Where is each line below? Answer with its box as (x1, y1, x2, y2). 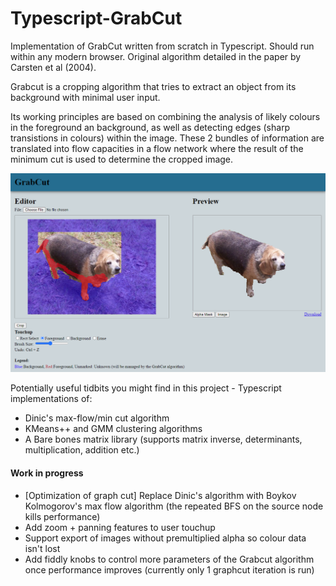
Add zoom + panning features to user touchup (24, 521, 216, 533)
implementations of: (10, 393, 93, 405)
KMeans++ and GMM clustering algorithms (24, 423, 203, 435)
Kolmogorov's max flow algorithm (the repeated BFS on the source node (24, 500, 324, 512)
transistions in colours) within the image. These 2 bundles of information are (10, 132, 325, 144)
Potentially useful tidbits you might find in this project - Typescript (10, 382, 282, 394)
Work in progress (10, 467, 84, 479)
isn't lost (24, 542, 61, 554)
